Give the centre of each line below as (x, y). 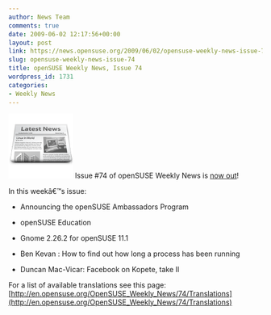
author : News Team (39, 17)
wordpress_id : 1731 (41, 77)
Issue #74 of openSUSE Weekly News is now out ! (157, 175)
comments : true (34, 25)
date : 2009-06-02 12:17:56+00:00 (65, 34)
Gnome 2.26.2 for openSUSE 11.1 (74, 237)
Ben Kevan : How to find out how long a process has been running (130, 254)
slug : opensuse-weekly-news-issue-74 (72, 60)
